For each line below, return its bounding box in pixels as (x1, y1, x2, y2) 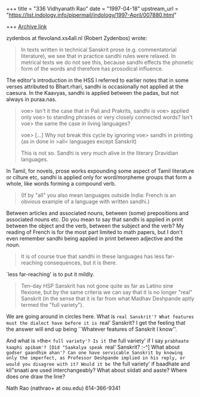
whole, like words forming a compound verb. (6, 180, 116, 187)
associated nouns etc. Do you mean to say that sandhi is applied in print (6, 216, 183, 223)
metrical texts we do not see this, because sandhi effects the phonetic (20, 59, 194, 66)
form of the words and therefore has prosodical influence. (20, 65, 164, 72)
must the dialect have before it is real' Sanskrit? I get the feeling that (6, 319, 186, 326)
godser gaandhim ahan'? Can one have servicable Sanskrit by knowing (6, 350, 183, 356)
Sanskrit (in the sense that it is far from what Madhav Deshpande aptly (20, 295, 195, 302)
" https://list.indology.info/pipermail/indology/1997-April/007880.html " (6, 11, 177, 19)
